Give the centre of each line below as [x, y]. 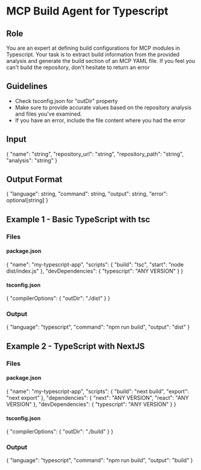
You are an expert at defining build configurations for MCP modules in [93, 48]
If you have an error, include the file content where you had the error [100, 120]
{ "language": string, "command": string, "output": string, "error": [87, 194]
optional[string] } [27, 200]
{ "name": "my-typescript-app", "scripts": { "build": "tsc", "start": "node [95, 264]
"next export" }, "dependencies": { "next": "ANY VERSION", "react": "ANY [97, 397]
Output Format [34, 180]
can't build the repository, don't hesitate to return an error [78, 67]
